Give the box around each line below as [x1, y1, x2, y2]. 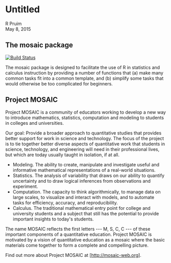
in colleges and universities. [5, 120, 64, 126]
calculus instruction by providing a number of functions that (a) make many [5, 70, 163, 76]
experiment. [12, 183, 38, 189]
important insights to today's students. [12, 216, 94, 222]
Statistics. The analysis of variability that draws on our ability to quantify [12, 172, 165, 179]
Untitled [5, 4, 40, 15]
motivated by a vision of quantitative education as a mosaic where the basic [5, 236, 165, 243]
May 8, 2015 [5, 26, 31, 32]
